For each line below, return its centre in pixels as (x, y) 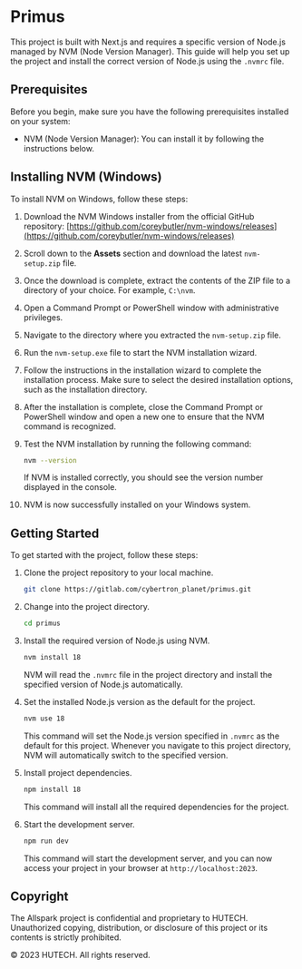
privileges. (43, 317)
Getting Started (55, 533)
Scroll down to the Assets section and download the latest (133, 253)
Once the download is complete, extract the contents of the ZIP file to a (157, 280)
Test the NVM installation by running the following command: (137, 444)
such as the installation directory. (85, 389)
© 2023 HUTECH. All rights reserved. (80, 955)
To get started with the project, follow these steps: (104, 555)
